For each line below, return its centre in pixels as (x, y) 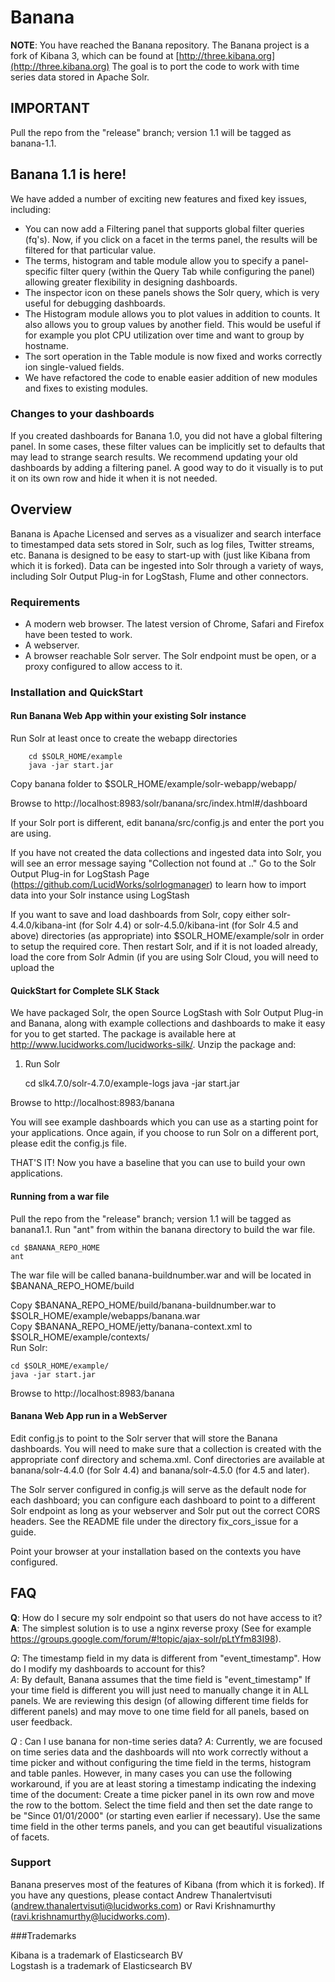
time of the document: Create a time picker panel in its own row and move (162, 1794)
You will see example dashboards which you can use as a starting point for (164, 1122)
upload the (32, 968)
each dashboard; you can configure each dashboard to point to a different (163, 1500)
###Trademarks (43, 1935)
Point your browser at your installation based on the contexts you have (156, 1551)
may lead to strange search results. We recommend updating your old (154, 457)
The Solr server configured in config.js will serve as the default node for (158, 1489)
